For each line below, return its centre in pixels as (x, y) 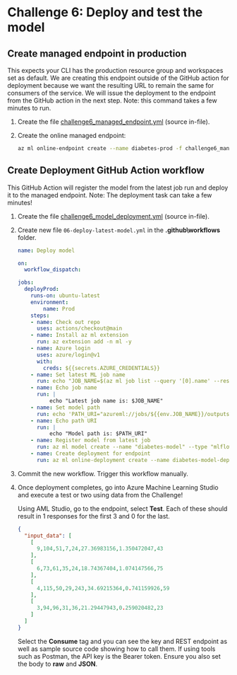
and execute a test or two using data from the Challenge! (100, 495)
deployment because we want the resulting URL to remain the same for (110, 85)
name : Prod (59, 308)
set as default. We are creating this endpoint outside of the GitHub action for (118, 78)
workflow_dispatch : (53, 270)
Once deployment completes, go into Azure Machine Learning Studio (118, 487)
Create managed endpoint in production (97, 53)
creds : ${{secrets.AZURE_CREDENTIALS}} (102, 368)
